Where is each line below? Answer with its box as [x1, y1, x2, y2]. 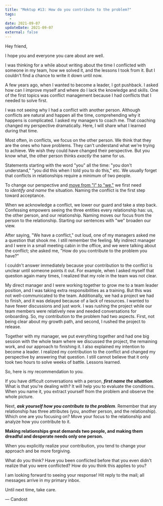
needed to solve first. [5, 98, 48, 103]
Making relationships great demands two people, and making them [5, 428, 144, 434]
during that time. [5, 128, 38, 133]
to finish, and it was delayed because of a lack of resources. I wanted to [5, 298, 149, 303]
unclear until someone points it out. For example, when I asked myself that [5, 268, 154, 274]
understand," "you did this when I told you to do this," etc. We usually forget [5, 168, 157, 173]
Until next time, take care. [5, 487, 57, 492]
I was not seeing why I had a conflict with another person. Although [5, 107, 141, 113]
